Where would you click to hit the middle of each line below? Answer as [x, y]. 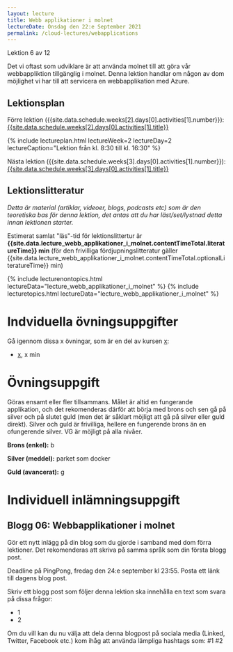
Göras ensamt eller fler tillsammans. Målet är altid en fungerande [100, 401]
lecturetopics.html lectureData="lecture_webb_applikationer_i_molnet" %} [113, 294]
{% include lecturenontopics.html [55, 278]
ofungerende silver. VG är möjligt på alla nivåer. [75, 431]
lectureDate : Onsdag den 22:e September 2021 [74, 26]
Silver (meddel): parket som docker [59, 458]
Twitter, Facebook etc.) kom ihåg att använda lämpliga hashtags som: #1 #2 [115, 640]
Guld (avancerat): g [36, 472]
